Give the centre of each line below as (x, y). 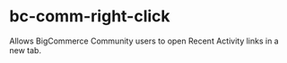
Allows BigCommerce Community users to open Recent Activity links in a (144, 41)
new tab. (26, 50)
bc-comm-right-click (90, 16)
